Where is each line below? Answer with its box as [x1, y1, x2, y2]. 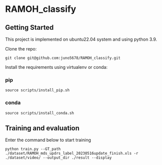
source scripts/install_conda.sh [5, 110, 74, 115]
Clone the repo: [5, 46, 37, 52]
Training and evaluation [5, 124, 80, 132]
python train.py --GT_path [5, 147, 61, 152]
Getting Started [5, 23, 54, 32]
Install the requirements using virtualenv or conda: [5, 64, 108, 70]
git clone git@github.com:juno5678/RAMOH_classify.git [5, 55, 121, 60]
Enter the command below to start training [5, 137, 91, 143]
